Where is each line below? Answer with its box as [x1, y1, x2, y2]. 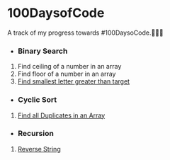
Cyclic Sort [17, 95, 57, 105]
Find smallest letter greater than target [17, 77, 130, 86]
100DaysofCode [7, 5, 105, 21]
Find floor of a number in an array [17, 69, 116, 79]
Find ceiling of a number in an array [17, 62, 122, 71]
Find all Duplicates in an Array [17, 111, 106, 120]
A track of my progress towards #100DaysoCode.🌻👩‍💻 [7, 28, 164, 37]
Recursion [17, 129, 55, 139]
